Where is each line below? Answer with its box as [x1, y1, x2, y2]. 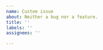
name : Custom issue [6, 8, 54, 15]
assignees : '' [6, 30, 41, 36]
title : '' [6, 19, 30, 25]
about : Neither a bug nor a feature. [6, 14, 98, 20]
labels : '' [6, 24, 33, 31]
